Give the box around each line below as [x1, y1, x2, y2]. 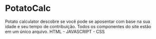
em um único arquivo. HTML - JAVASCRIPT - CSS [5, 29, 105, 34]
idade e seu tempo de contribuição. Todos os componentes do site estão [5, 23, 152, 29]
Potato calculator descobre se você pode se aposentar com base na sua [5, 19, 151, 24]
